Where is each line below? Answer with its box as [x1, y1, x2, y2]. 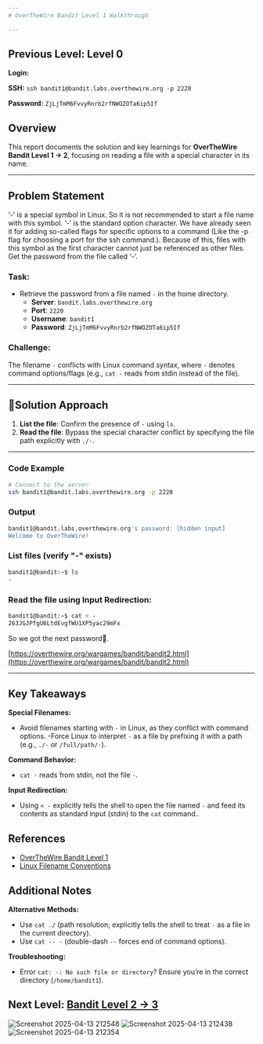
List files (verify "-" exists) [8, 551, 112, 562]
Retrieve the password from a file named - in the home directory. [19, 289, 229, 299]
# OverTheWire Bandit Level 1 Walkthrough [8, 11, 149, 20]
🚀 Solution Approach [8, 398, 109, 412]
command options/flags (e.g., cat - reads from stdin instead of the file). [8, 368, 240, 378]
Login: [8, 68, 30, 78]
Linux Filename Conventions [19, 861, 111, 870]
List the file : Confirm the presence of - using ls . [19, 419, 176, 429]
